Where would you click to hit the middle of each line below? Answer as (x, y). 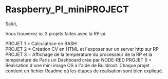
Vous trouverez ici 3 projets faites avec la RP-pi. (56, 33)
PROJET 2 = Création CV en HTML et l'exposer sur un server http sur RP (82, 49)
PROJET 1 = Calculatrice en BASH (41, 43)
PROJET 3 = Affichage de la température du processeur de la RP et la (79, 54)
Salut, (12, 24)
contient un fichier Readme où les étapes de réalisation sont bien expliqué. (84, 71)
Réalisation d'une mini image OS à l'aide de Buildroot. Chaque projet (78, 65)
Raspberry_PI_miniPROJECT (67, 9)
